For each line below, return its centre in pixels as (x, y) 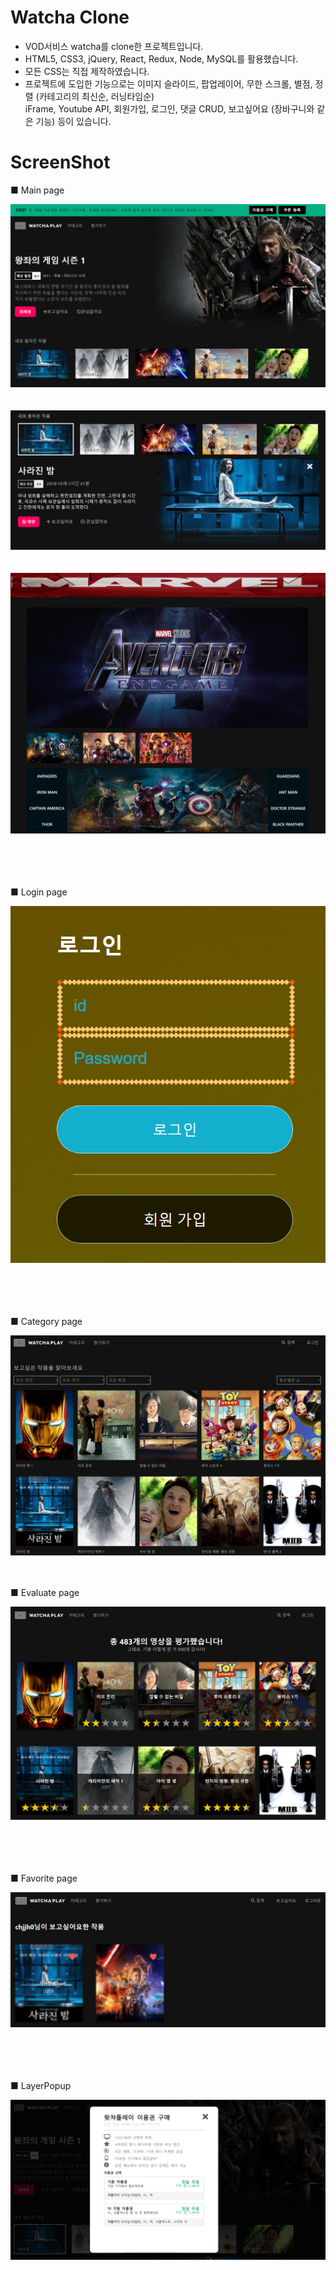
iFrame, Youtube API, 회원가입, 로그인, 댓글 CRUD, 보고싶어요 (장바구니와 (169, 108)
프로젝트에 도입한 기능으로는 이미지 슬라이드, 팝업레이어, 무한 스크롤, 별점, (168, 83)
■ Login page (39, 892)
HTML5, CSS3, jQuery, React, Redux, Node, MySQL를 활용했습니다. (161, 58)
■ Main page (37, 190)
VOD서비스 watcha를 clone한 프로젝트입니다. (114, 46)
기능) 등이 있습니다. (73, 121)
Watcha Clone (70, 17)
